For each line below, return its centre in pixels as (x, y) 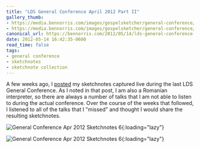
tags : (13, 51)
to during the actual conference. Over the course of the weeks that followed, (100, 103)
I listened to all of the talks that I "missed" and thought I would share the (94, 110)
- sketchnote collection (37, 67)
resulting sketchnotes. (33, 116)
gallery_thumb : (25, 17)
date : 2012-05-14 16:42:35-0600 (46, 39)
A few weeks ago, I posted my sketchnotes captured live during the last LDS (100, 84)
